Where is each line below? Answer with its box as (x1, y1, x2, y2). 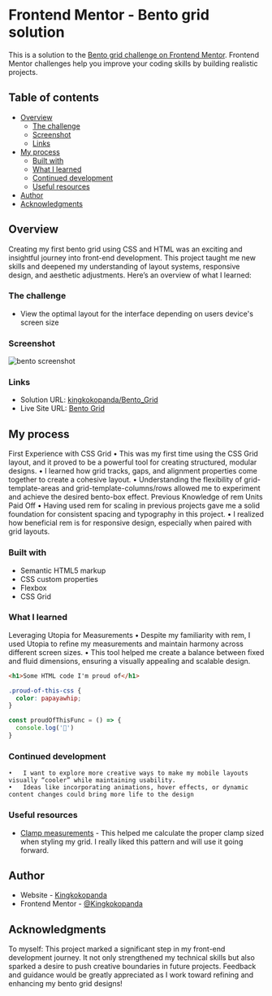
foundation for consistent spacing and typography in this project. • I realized (8, 509, 265, 519)
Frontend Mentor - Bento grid (8, 6, 209, 24)
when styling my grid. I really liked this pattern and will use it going (19, 837, 244, 846)
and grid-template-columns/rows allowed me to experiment (61, 483, 261, 493)
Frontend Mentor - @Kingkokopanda (19, 899, 144, 909)
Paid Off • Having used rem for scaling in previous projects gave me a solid (8, 500, 261, 510)
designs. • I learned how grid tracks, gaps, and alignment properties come (8, 466, 257, 476)
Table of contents (8, 91, 99, 105)
